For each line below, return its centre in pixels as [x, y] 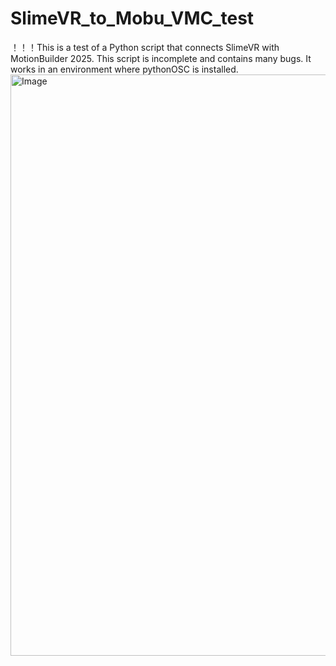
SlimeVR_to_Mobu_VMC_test [132, 18]
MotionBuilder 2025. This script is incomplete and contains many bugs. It [161, 58]
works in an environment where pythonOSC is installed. [124, 69]
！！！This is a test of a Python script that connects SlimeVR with [145, 47]
